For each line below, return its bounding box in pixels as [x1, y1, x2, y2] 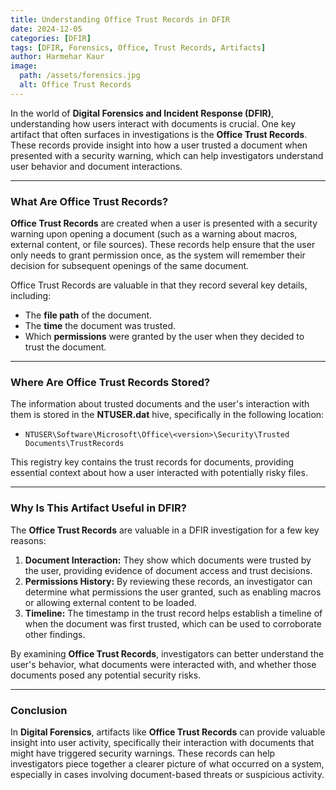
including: [10, 290, 52, 302]
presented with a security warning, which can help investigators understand [10, 149, 324, 161]
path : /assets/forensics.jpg [19, 71, 141, 81]
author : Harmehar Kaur [10, 52, 105, 62]
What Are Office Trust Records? [10, 194, 169, 208]
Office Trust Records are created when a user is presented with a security [10, 217, 318, 230]
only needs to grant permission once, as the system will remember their [10, 249, 306, 261]
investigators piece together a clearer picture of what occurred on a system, [10, 757, 325, 770]
